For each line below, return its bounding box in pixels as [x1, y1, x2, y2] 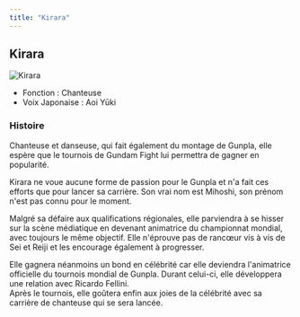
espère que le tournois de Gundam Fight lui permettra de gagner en [9, 149, 260, 160]
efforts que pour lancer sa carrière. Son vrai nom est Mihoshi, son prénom [9, 186, 284, 197]
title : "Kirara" [9, 13, 70, 22]
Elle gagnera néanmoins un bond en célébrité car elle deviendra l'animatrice [9, 259, 292, 269]
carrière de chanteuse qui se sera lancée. [9, 297, 163, 308]
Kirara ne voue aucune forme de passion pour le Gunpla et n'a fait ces [9, 176, 269, 187]
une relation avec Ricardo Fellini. [9, 277, 130, 288]
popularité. [9, 159, 49, 170]
